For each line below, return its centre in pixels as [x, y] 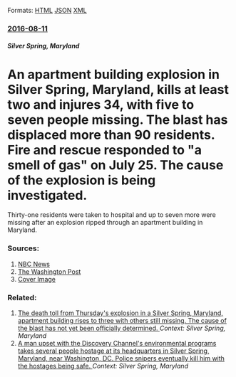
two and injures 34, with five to [101, 104]
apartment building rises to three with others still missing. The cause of [122, 321]
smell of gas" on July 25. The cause [116, 165]
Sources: [24, 248]
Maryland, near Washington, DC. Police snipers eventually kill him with [121, 359]
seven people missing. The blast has [118, 120]
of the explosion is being [82, 180]
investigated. [47, 195]
